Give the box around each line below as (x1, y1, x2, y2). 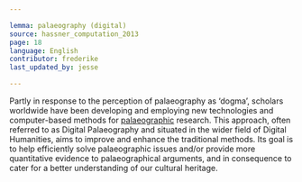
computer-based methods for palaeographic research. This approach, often (9, 114, 291, 125)
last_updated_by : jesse (9, 63, 99, 72)
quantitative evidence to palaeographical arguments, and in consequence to (9, 153, 292, 163)
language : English (9, 46, 78, 55)
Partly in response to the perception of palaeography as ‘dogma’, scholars (9, 96, 284, 106)
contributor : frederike (9, 55, 99, 64)
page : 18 (9, 38, 42, 47)
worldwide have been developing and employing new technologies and (9, 105, 274, 115)
